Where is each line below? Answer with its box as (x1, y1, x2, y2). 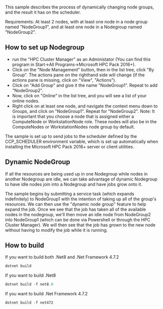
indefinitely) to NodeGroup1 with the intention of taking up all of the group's (5, 196, 157, 202)
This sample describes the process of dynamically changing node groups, (5, 4, 154, 10)
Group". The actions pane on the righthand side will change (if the (12, 72, 145, 78)
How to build (5, 242, 44, 250)
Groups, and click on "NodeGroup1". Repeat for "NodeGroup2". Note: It (12, 108, 155, 114)
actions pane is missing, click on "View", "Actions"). (12, 77, 116, 83)
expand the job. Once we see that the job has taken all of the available (5, 206, 146, 212)
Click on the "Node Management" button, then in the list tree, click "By (12, 66, 155, 72)
